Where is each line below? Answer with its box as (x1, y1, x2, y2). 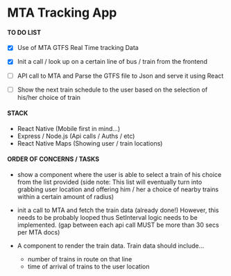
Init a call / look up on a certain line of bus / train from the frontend (17, 58, 208, 66)
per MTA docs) (17, 228, 60, 236)
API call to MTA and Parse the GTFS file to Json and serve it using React (17, 71, 224, 80)
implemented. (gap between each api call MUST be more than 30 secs (17, 221, 220, 230)
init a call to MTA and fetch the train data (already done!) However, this (17, 206, 220, 214)
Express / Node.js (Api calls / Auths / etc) (17, 132, 135, 140)
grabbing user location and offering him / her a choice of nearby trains (17, 185, 219, 193)
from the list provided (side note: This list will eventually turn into (17, 178, 203, 187)
